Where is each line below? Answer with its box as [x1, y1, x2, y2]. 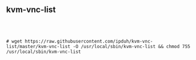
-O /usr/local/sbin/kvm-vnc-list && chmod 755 [72, 43, 191, 49]
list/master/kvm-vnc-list [6, 43, 70, 49]
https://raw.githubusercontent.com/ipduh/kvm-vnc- [24, 38, 153, 44]
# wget [6, 38, 23, 44]
